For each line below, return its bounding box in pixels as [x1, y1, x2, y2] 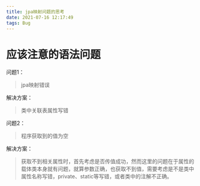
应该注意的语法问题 [6, 47, 101, 61]
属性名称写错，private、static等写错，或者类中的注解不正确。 [20, 173, 172, 180]
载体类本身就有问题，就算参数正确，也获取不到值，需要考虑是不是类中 [20, 166, 195, 173]
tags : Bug [6, 20, 31, 26]
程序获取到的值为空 [20, 133, 69, 140]
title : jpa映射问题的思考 [6, 8, 65, 15]
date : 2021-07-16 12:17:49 [6, 14, 74, 20]
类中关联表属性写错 [20, 107, 69, 114]
